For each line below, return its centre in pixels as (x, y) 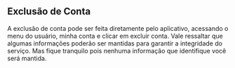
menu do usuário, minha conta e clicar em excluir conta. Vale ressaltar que (115, 36)
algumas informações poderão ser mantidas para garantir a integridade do (115, 43)
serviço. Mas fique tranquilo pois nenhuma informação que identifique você (117, 50)
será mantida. (27, 58)
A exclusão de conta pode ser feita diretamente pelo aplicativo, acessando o (118, 28)
